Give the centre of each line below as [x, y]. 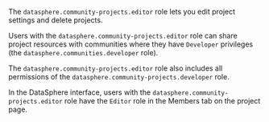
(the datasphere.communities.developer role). [83, 53]
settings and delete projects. [56, 20]
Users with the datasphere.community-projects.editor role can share [123, 36]
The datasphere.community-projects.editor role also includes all [116, 68]
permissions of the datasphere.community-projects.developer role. [119, 77]
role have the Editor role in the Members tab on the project [162, 101]
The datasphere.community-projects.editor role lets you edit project [122, 12]
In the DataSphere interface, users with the [80, 92]
